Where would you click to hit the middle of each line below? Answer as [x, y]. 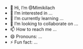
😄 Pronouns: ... [26, 36]
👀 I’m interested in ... [31, 13]
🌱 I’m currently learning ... [37, 18]
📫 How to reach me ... [33, 29]
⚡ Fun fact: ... [24, 42]
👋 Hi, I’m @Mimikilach [32, 8]
